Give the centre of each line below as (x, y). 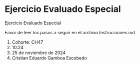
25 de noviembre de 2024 (39, 53)
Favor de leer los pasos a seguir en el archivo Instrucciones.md (70, 32)
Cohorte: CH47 (27, 42)
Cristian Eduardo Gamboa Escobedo (49, 58)
